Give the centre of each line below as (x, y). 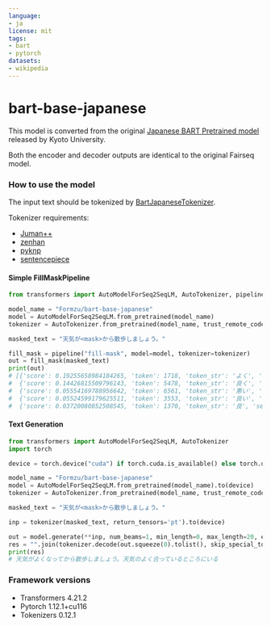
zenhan (33, 242)
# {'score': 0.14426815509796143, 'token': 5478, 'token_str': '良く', (132, 384)
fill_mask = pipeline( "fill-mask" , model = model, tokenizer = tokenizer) (129, 353)
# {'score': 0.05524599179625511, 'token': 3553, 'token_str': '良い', (132, 398)
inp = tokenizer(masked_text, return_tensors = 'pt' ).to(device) (117, 522)
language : (25, 16)
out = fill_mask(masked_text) (59, 361)
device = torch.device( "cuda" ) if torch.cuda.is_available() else (122, 464)
